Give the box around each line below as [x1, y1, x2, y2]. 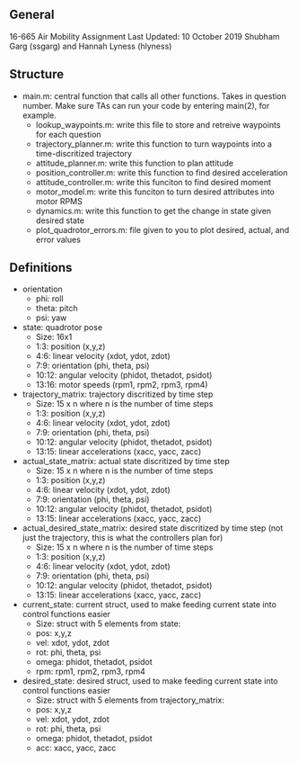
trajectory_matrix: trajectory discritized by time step [22, 389, 214, 399]
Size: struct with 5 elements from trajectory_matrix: [35, 695, 224, 705]
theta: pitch [35, 303, 78, 314]
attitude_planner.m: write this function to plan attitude [35, 157, 234, 168]
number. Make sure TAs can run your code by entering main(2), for [22, 100, 270, 111]
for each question [35, 129, 101, 139]
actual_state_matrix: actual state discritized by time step [22, 456, 231, 467]
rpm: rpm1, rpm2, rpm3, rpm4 [35, 666, 146, 677]
